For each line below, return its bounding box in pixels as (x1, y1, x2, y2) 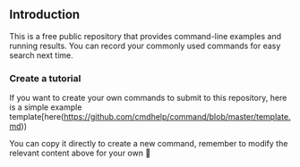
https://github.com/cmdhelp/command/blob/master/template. (64, 112, 291, 122)
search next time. (9, 49, 73, 61)
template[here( (9, 112, 64, 122)
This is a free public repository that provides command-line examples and (9, 30, 282, 41)
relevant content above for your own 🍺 (9, 147, 151, 159)
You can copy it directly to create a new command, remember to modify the (9, 138, 288, 149)
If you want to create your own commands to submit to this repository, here (9, 93, 287, 104)
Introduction (9, 7, 81, 22)
